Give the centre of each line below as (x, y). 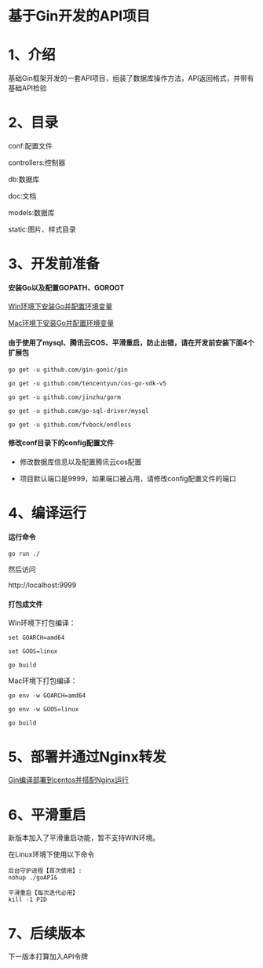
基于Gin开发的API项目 (79, 16)
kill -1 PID (27, 900)
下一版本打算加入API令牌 (48, 957)
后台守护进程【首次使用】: (45, 871)
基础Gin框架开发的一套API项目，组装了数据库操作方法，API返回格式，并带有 (131, 79)
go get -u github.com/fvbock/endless (70, 425)
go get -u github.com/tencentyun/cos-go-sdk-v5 (88, 383)
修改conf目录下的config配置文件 (61, 443)
